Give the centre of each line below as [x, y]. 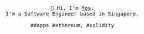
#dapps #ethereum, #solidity [72, 25]
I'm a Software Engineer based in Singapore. [72, 14]
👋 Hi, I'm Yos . [72, 8]
